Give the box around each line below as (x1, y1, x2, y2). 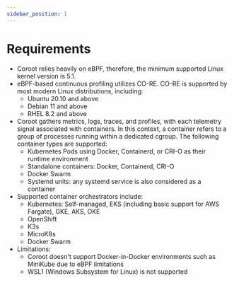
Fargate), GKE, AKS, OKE (27, 207, 100, 216)
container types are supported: (16, 139, 107, 148)
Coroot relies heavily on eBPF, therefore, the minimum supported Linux (16, 64, 224, 73)
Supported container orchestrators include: (16, 192, 143, 200)
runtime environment (27, 154, 89, 163)
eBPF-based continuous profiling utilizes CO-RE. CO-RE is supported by (16, 79, 228, 88)
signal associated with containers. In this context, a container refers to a (16, 125, 227, 133)
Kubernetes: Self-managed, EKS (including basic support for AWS (27, 200, 220, 208)
